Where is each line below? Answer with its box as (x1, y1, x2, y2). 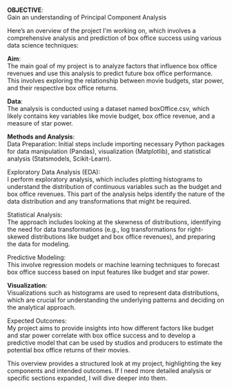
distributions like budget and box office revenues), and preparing (30, 232, 216, 241)
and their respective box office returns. (7, 84, 119, 92)
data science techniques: (7, 41, 79, 49)
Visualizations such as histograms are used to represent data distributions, (7, 289, 220, 297)
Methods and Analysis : (7, 132, 75, 141)
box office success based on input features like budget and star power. (7, 268, 210, 276)
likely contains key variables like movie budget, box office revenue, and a (7, 112, 215, 120)
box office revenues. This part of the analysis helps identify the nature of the (7, 190, 225, 198)
